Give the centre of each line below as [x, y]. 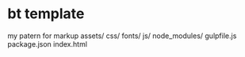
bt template [46, 14]
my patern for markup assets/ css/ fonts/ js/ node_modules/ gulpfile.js [122, 36]
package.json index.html [48, 44]
